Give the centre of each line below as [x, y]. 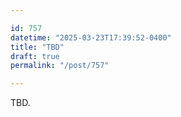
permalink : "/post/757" [60, 66]
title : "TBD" [37, 47]
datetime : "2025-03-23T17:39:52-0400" [91, 37]
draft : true [35, 56]
